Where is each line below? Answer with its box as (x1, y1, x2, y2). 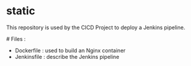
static (6, 4, 35, 18)
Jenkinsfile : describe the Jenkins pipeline (14, 53, 120, 60)
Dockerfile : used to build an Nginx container (14, 46, 126, 54)
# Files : (6, 35, 26, 42)
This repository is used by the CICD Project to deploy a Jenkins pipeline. (6, 24, 186, 31)
